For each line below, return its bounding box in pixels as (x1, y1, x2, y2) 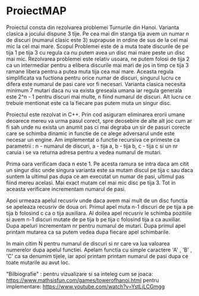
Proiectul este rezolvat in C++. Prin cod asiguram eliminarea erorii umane (6, 111, 185, 118)
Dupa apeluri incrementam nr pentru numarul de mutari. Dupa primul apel (6, 222, 186, 229)
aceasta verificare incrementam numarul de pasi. (6, 185, 126, 192)
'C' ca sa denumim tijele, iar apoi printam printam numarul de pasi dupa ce (6, 252, 189, 259)
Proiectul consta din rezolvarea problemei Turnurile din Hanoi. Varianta (6, 24, 179, 31)
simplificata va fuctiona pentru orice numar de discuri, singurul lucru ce (6, 74, 181, 81)
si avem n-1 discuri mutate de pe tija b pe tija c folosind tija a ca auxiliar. (6, 215, 182, 223)
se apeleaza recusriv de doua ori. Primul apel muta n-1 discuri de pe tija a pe (6, 203, 194, 210)
